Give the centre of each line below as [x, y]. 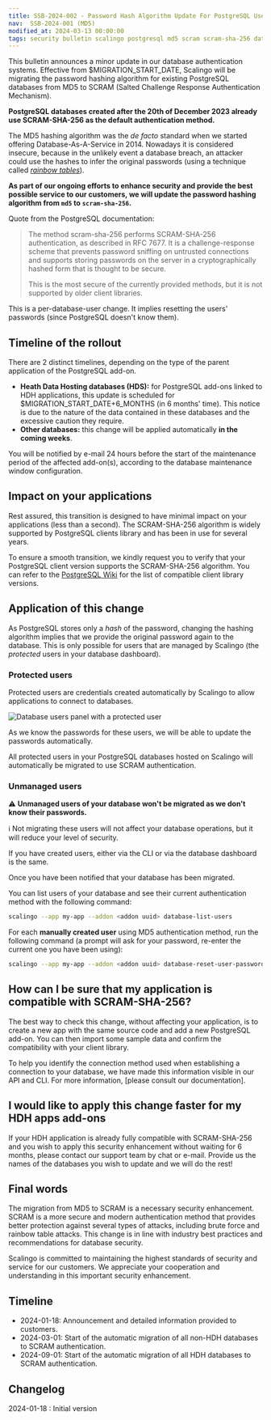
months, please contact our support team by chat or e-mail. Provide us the [132, 1155]
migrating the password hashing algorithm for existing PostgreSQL [119, 78]
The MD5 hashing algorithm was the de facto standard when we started [128, 136]
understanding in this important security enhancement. [100, 1276]
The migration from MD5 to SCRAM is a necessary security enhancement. [131, 1208]
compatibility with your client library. [69, 1047]
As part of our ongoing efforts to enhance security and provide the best [131, 186]
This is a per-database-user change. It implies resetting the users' [118, 309]
